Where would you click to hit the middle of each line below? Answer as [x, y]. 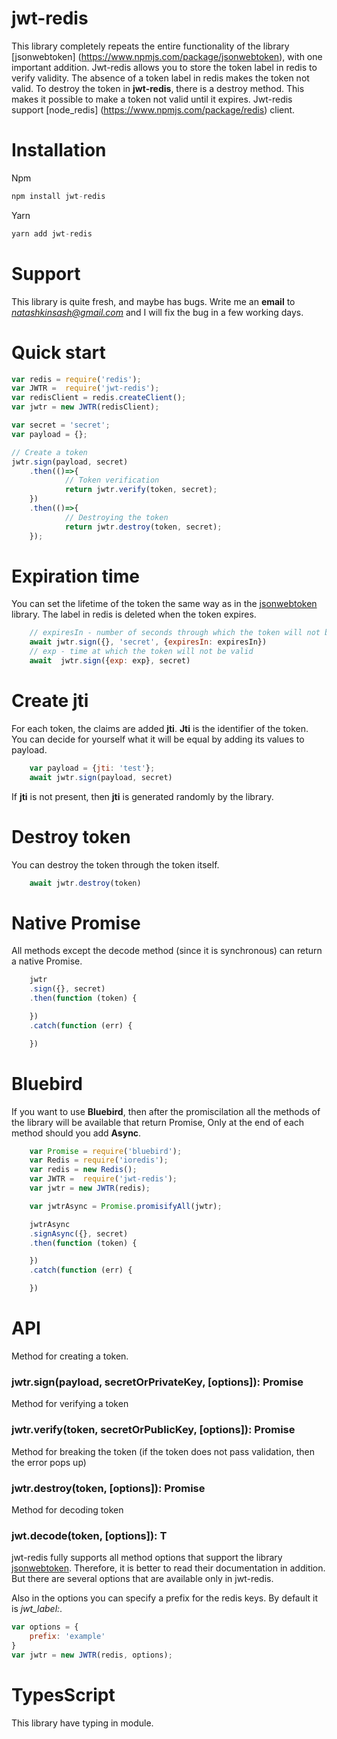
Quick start [58, 352]
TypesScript [63, 1694]
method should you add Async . [76, 1133]
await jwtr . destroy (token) [85, 883]
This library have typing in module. [82, 1723]
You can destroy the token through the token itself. [115, 864]
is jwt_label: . [37, 1609]
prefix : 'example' [67, 1637]
